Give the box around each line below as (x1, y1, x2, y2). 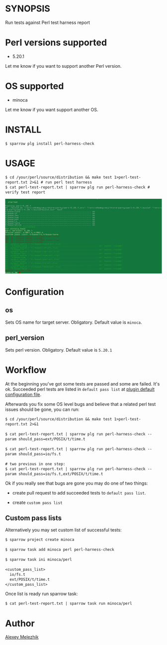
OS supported (5, 81, 64, 92)
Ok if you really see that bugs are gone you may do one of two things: (5, 480, 148, 486)
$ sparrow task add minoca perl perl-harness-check (5, 547, 114, 552)
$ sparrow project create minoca (5, 537, 75, 542)
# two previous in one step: (5, 461, 66, 466)
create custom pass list (12, 499, 63, 506)
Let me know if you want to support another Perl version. (5, 63, 122, 69)
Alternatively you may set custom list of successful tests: (5, 527, 122, 533)
